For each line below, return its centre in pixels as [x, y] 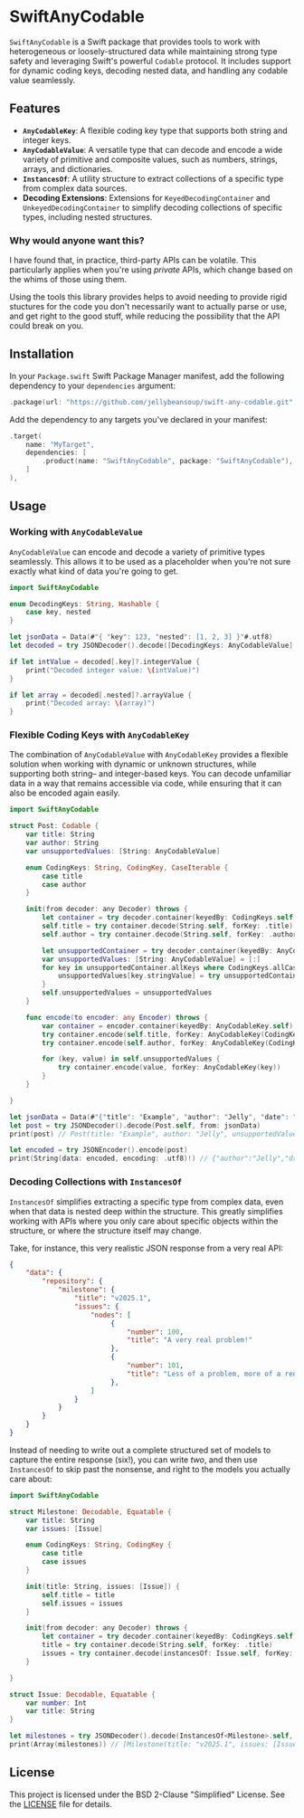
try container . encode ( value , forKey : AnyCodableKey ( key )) [169, 1068]
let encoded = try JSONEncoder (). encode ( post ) [99, 1150]
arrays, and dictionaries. [67, 168]
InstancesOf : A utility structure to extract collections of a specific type [153, 178]
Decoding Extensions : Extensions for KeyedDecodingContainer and [146, 197]
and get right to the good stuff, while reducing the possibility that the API [145, 316]
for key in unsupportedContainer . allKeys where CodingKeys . [157, 967]
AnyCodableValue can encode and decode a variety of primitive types [137, 552]
